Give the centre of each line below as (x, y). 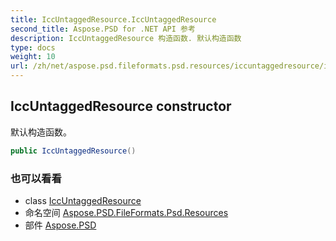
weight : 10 (33, 57)
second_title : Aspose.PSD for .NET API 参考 (103, 29)
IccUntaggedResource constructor (121, 106)
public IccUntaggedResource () (73, 151)
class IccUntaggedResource (83, 200)
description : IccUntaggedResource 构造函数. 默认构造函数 (126, 38)
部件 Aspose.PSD (60, 225)
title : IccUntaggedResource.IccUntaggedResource (113, 19)
